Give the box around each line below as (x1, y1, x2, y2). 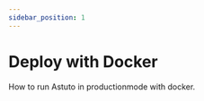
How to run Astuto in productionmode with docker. (8, 81, 196, 92)
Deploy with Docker (8, 51, 158, 72)
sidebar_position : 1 (8, 13, 86, 22)
